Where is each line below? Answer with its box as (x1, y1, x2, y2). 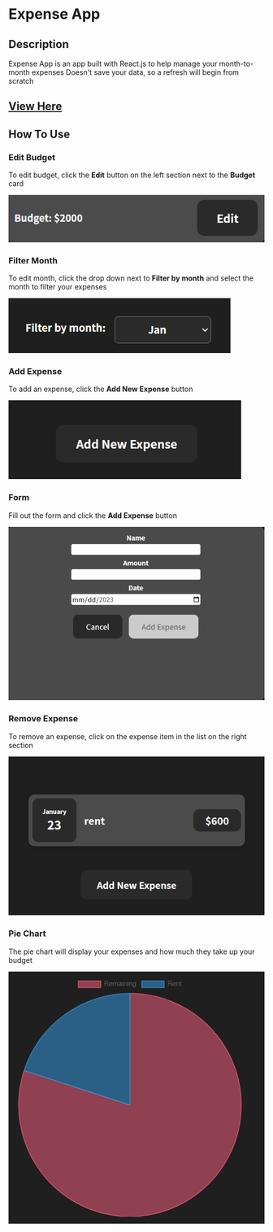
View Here (8, 99, 63, 114)
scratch (8, 76, 34, 85)
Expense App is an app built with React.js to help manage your (8, 59, 218, 68)
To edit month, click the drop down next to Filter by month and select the (8, 273, 254, 283)
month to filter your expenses (8, 281, 107, 291)
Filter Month (8, 255, 58, 266)
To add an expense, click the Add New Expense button (8, 384, 193, 394)
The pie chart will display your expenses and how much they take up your (8, 947, 255, 956)
